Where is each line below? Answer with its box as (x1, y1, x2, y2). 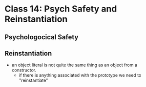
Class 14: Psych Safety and (4, 3, 117, 14)
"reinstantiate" (19, 77, 48, 83)
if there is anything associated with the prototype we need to (19, 72, 142, 78)
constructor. (11, 67, 37, 73)
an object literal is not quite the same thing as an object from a (11, 62, 138, 68)
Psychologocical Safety (4, 33, 79, 41)
